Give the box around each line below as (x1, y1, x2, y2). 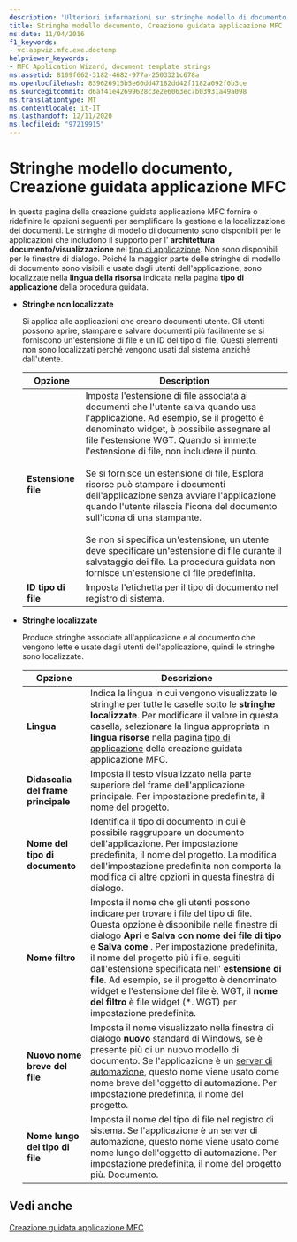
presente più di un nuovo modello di (89, 1043, 240, 1055)
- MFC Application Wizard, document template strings (9, 63, 212, 72)
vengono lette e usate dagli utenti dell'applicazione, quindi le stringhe (21, 641, 276, 652)
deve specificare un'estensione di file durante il (85, 544, 282, 556)
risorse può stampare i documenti (85, 477, 225, 490)
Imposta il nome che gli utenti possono (89, 896, 251, 908)
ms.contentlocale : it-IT (9, 104, 101, 113)
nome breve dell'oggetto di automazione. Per (89, 1076, 277, 1089)
